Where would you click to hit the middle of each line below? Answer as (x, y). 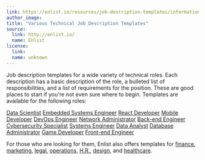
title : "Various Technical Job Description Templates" (77, 23)
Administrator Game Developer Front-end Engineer (70, 132)
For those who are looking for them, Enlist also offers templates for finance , (101, 144)
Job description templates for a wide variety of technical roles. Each (92, 75)
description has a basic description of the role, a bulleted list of (86, 81)
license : (17, 46)
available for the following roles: (46, 101)
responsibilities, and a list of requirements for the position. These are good (100, 88)
